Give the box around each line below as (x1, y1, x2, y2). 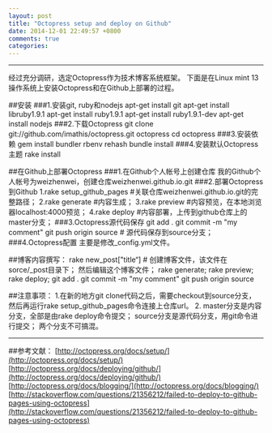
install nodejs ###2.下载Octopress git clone (8, 119, 154, 129)
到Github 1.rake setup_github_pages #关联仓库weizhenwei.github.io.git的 (8, 187, 252, 197)
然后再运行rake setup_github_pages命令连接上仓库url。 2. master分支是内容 (8, 301, 262, 311)
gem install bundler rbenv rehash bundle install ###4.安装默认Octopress (17, 139, 259, 149)
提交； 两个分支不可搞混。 (15, 321, 103, 331)
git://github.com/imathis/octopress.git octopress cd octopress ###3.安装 (8, 129, 252, 139)
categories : (8, 42, 49, 50)
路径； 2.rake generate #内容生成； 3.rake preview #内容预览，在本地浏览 (15, 197, 262, 207)
